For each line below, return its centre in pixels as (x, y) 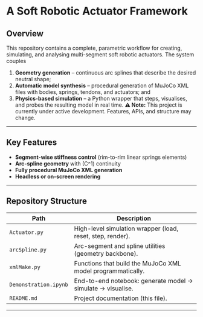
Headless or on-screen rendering (58, 176)
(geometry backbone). (106, 253)
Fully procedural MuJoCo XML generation (69, 170)
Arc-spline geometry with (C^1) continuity (68, 163)
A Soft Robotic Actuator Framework (97, 11)
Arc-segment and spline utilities (120, 245)
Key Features (32, 143)
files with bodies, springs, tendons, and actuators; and (83, 92)
